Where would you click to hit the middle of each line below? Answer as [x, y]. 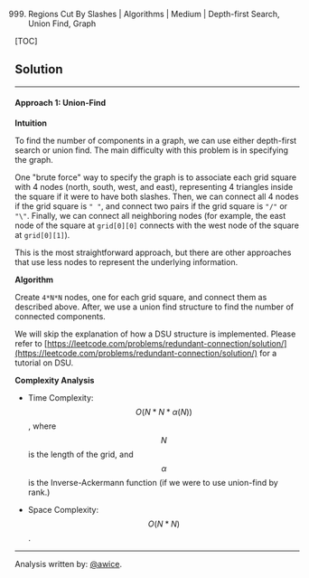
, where [42, 426]
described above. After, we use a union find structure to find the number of [154, 307]
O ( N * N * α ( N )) [164, 412]
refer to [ [31, 344]
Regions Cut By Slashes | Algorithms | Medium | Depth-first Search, [154, 14]
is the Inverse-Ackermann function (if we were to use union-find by [153, 483]
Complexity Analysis [55, 381]
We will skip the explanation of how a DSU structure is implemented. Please [155, 334]
